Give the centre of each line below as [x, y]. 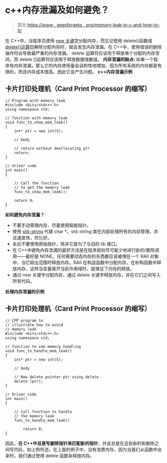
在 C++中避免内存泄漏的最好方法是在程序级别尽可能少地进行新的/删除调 [86, 250]
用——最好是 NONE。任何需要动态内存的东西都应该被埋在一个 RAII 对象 [85, 256]
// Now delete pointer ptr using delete [56, 377]
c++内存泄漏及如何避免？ [57, 10]
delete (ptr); [29, 381]
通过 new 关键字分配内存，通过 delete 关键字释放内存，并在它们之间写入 [86, 275]
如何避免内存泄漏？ [25, 214]
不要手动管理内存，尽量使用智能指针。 [51, 225]
